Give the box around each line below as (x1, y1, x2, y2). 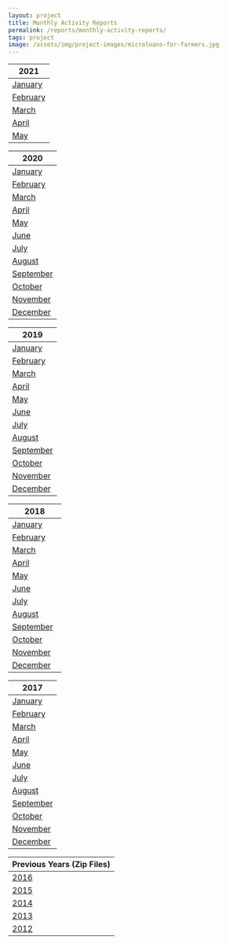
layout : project (8, 11, 61, 20)
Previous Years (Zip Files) (12, 859, 111, 870)
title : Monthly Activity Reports (8, 19, 118, 27)
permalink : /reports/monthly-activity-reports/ (8, 26, 167, 34)
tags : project (8, 33, 55, 42)
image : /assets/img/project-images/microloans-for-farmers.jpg (8, 41, 220, 49)
